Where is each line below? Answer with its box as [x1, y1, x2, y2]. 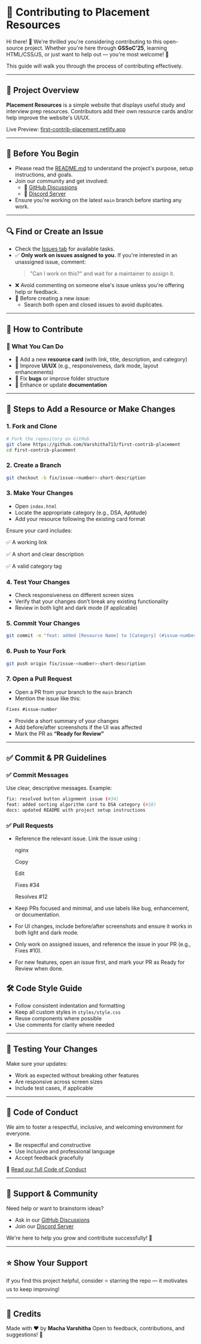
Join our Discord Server [14, 1222, 74, 1230]
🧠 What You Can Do [6, 342, 64, 350]
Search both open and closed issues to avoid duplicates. [23, 301, 164, 308]
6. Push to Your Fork [6, 647, 66, 655]
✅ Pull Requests [6, 821, 54, 830]
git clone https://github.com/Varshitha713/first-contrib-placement [6, 441, 181, 447]
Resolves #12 [14, 893, 48, 900]
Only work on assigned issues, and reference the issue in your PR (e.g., [14, 941, 191, 948]
